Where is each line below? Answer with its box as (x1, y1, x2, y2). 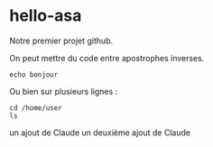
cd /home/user (9, 103, 63, 113)
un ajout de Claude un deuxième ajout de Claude (9, 127, 191, 138)
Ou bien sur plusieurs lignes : (9, 86, 118, 96)
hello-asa (9, 5, 82, 26)
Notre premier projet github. (9, 35, 114, 46)
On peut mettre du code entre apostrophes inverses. (9, 52, 205, 63)
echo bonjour (9, 69, 59, 79)
